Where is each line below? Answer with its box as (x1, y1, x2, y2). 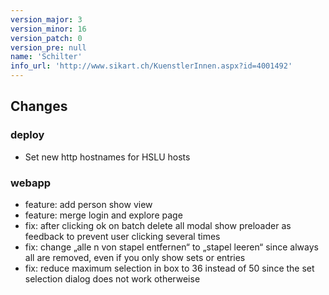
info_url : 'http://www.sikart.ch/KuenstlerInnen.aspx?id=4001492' (10, 61, 293, 71)
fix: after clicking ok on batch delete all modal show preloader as (24, 219, 292, 231)
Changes (10, 98, 68, 115)
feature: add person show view (24, 198, 153, 210)
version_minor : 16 (10, 24, 87, 34)
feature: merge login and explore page (24, 209, 183, 221)
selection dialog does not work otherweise (24, 272, 201, 285)
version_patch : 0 (10, 33, 83, 43)
